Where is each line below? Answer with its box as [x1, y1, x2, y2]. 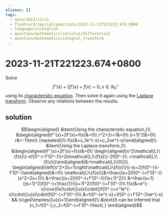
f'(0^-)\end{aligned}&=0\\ [9, 170, 64, 176]
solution [5, 113, 32, 121]
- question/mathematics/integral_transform [10, 36, 104, 41]
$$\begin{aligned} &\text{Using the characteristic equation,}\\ [21, 126, 151, 132]
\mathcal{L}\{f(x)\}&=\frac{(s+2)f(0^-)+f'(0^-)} [64, 170, 162, 176]
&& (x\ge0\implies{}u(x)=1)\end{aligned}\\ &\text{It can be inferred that [11, 197, 160, 203]
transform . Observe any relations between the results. [5, 98, 119, 104]
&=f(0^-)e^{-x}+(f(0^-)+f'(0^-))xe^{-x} [82, 192, 163, 198]
